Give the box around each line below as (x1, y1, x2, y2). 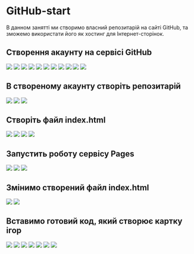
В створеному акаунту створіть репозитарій (6, 81, 182, 92)
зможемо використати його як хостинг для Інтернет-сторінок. (6, 30, 165, 37)
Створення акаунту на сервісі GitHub (6, 48, 152, 58)
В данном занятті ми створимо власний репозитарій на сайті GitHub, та (6, 24, 189, 31)
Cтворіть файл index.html (6, 115, 106, 125)
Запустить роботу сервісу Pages (6, 149, 135, 159)
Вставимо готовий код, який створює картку (6, 216, 183, 227)
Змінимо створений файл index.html (6, 183, 149, 193)
